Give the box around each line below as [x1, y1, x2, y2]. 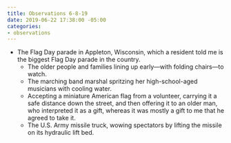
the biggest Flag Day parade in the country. [17, 56, 141, 64]
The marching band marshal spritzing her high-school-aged [27, 77, 198, 86]
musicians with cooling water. [27, 85, 112, 93]
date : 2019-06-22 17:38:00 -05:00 [7, 16, 107, 23]
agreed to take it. [27, 114, 76, 122]
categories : [7, 23, 41, 30]
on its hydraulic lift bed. [27, 129, 94, 137]
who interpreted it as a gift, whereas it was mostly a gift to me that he [27, 107, 225, 115]
